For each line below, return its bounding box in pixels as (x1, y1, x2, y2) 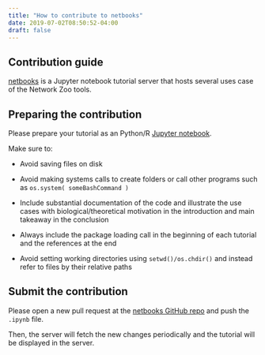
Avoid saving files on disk (19, 159, 103, 168)
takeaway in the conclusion (19, 215, 109, 224)
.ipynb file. (8, 314, 44, 323)
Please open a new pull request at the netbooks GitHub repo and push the (8, 305, 249, 316)
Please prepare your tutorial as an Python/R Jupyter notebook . (8, 129, 212, 138)
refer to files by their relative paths (19, 262, 133, 271)
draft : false (8, 26, 51, 34)
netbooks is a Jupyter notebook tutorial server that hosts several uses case (8, 77, 254, 86)
